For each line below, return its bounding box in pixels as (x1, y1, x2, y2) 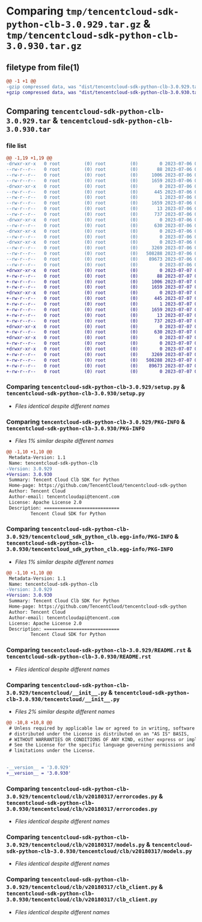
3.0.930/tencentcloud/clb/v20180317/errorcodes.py (6, 806, 158, 812)
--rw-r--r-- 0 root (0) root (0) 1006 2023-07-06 (6, 172, 192, 178)
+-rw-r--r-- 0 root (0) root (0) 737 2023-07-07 (6, 318, 192, 324)
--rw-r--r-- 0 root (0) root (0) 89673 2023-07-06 (6, 256, 192, 262)
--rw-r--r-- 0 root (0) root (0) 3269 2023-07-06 (6, 245, 192, 251)
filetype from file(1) (6, 62, 80, 72)
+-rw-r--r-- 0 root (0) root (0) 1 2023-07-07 (6, 301, 192, 307)
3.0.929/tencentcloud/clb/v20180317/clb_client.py (6, 884, 158, 891)
